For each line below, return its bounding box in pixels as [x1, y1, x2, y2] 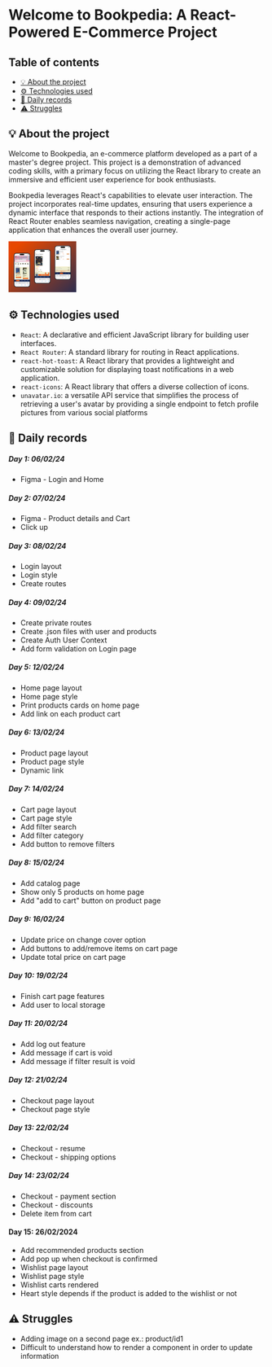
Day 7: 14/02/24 [8, 784, 64, 794]
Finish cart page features [20, 991, 105, 1001]
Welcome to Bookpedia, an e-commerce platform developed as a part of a [8, 148, 258, 158]
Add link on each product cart [20, 708, 121, 718]
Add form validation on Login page [20, 643, 137, 653]
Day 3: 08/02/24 [8, 541, 67, 550]
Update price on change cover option [20, 935, 147, 944]
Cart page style [20, 813, 72, 823]
